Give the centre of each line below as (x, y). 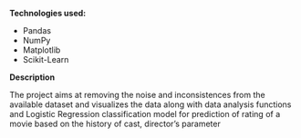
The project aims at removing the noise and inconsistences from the (138, 95)
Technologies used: (48, 13)
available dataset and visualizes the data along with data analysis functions (150, 104)
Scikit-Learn (46, 59)
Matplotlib (42, 50)
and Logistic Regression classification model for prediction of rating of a (145, 114)
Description (32, 77)
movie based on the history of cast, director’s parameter (115, 123)
